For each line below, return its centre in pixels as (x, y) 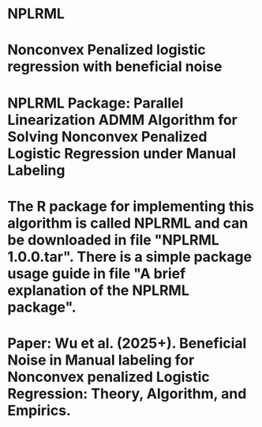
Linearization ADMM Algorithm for (122, 120)
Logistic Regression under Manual (122, 153)
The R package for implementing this (131, 206)
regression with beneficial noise (115, 67)
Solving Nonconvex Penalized (107, 136)
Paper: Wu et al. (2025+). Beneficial (127, 343)
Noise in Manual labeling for (101, 360)
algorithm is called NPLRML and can (128, 223)
